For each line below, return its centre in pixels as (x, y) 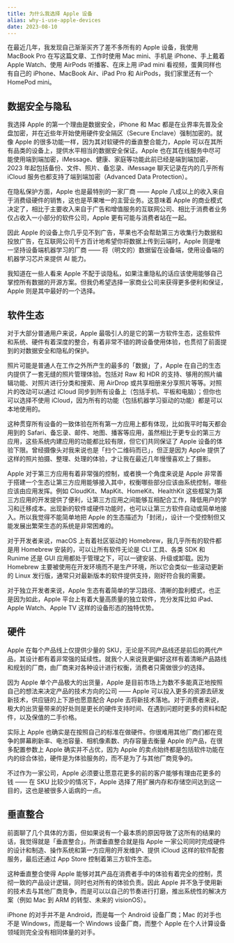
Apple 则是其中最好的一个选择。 (53, 291)
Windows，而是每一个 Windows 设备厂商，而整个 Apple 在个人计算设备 (123, 923)
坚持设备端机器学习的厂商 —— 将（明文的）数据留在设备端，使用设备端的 (118, 250)
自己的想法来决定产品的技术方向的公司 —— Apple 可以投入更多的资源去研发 (116, 691)
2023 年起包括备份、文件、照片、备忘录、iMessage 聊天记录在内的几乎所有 (116, 168)
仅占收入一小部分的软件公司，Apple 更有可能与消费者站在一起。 (99, 218)
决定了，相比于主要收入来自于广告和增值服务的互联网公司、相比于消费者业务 (117, 209)
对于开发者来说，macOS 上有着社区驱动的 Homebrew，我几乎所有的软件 (111, 541)
